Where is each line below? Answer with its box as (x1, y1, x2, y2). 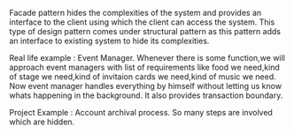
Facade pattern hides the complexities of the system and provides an (9, 8, 262, 18)
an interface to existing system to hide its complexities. (9, 35, 210, 46)
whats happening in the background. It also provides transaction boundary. (9, 90, 283, 100)
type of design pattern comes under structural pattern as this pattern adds (9, 26, 282, 36)
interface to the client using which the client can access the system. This (9, 17, 275, 27)
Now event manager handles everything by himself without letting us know (9, 81, 282, 91)
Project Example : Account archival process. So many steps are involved (9, 108, 273, 117)
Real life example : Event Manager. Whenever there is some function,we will (9, 53, 286, 63)
